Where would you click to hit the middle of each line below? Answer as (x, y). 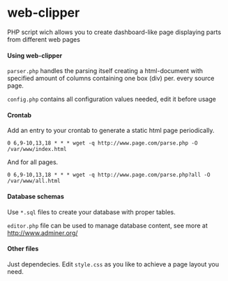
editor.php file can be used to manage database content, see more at (107, 225)
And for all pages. (33, 162)
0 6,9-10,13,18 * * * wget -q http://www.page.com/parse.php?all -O (109, 175)
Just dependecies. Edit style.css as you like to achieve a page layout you (113, 264)
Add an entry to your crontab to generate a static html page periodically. (111, 131)
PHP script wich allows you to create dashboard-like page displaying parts (114, 32)
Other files (23, 249)
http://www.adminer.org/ (43, 233)
